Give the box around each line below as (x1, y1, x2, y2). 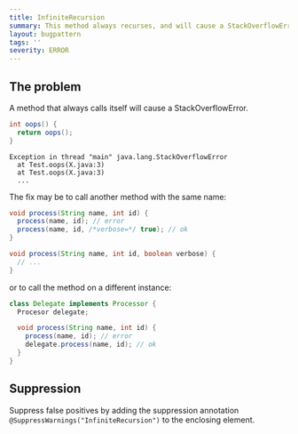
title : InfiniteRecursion (9, 12, 105, 22)
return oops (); (17, 128, 74, 137)
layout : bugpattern (9, 29, 82, 38)
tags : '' (9, 37, 42, 47)
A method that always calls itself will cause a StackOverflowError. (9, 102, 248, 113)
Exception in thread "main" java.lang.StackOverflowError (9, 152, 228, 161)
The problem (9, 79, 82, 94)
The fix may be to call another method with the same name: (9, 191, 227, 202)
